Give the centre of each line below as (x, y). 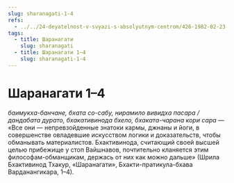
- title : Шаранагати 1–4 (50, 53)
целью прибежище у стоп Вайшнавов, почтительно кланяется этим (108, 150)
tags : (16, 33)
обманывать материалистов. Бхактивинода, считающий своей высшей (114, 142)
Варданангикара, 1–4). (41, 172)
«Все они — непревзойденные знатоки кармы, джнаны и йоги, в (104, 127)
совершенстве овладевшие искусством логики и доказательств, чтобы (114, 135)
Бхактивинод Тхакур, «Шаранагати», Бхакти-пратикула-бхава (100, 164)
